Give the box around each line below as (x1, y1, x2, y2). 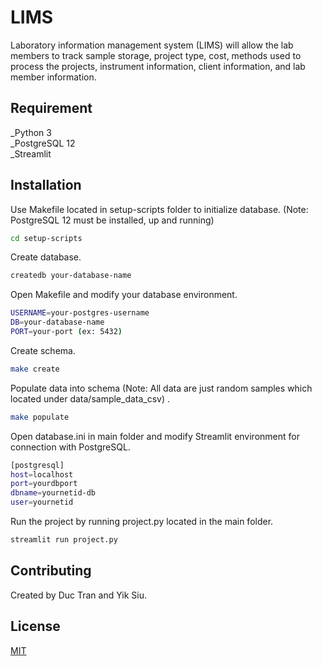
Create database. (10, 251, 82, 263)
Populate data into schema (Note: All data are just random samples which (10, 382, 313, 394)
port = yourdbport (10, 479, 78, 489)
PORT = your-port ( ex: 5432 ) (10, 327, 123, 337)
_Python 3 (10, 126, 52, 138)
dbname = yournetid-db (10, 488, 97, 498)
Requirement (10, 100, 93, 117)
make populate (10, 412, 70, 422)
